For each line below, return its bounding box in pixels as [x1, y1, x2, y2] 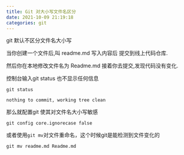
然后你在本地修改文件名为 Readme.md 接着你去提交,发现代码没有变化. [6, 62, 179, 69]
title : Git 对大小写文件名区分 [6, 8, 76, 15]
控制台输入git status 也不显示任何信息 [6, 75, 99, 82]
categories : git [6, 20, 47, 26]
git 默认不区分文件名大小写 [6, 37, 72, 44]
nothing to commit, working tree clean [6, 97, 106, 103]
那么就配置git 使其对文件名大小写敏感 [6, 108, 98, 116]
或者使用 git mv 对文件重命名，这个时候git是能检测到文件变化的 [6, 132, 160, 139]
